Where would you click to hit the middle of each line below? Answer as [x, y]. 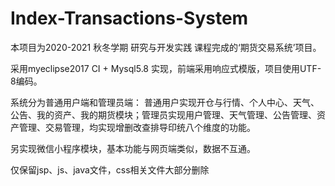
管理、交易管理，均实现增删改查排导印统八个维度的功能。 [137, 127]
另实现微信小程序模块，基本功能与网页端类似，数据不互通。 [133, 148]
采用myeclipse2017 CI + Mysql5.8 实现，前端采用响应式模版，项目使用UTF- [166, 68]
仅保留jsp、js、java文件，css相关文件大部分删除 [110, 169]
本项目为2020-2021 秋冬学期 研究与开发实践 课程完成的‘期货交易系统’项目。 [166, 47]
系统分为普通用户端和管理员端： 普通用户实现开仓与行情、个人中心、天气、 [165, 102]
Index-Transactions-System [129, 18]
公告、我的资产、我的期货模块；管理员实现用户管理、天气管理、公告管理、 [163, 114]
